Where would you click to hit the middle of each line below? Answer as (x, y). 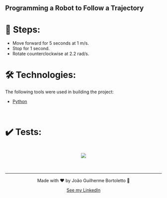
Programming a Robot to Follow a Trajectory (75, 8)
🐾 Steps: (23, 30)
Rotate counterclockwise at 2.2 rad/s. (51, 54)
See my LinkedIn (83, 190)
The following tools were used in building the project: (60, 92)
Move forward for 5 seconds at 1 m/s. (51, 43)
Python (20, 102)
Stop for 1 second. (31, 49)
